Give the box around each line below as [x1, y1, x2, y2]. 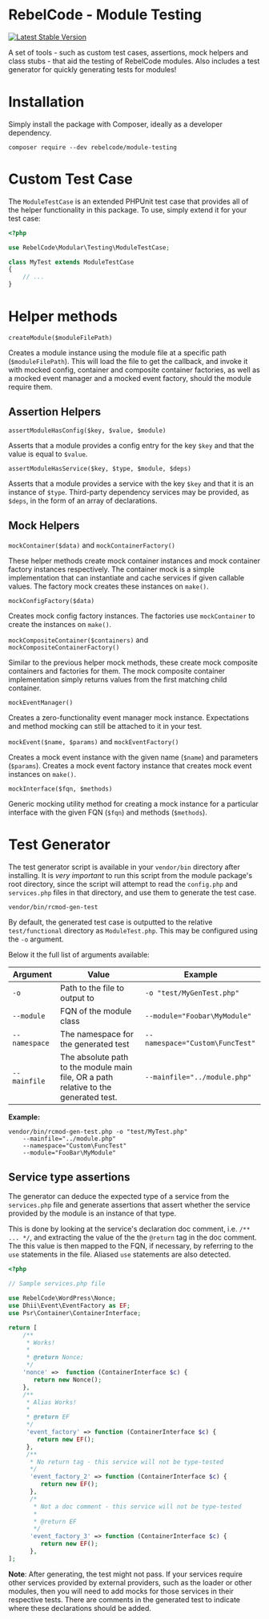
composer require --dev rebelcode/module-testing [8, 143, 178, 152]
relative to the [59, 1081, 112, 1092]
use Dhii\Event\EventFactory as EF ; [8, 1301, 130, 1309]
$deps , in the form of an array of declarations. [8, 496, 158, 505]
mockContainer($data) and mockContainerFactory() [8, 540, 176, 550]
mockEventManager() [8, 698, 74, 706]
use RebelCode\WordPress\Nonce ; [8, 1294, 116, 1302]
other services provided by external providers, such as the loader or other [8, 1577, 252, 1587]
